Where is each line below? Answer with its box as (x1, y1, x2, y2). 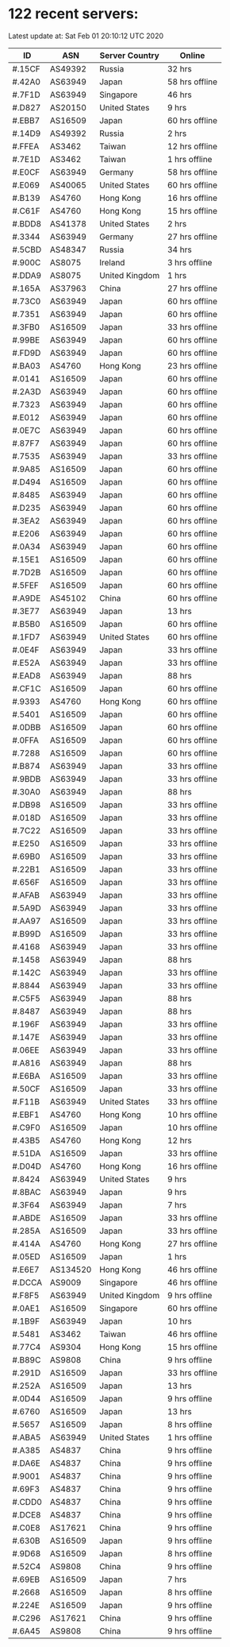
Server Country (99, 49, 160, 60)
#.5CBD (12, 244, 42, 255)
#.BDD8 (12, 218, 42, 229)
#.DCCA (12, 1277, 43, 1288)
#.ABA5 (12, 1432, 41, 1443)
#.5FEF (12, 579, 40, 590)
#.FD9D (12, 347, 41, 358)
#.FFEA (12, 141, 40, 152)
